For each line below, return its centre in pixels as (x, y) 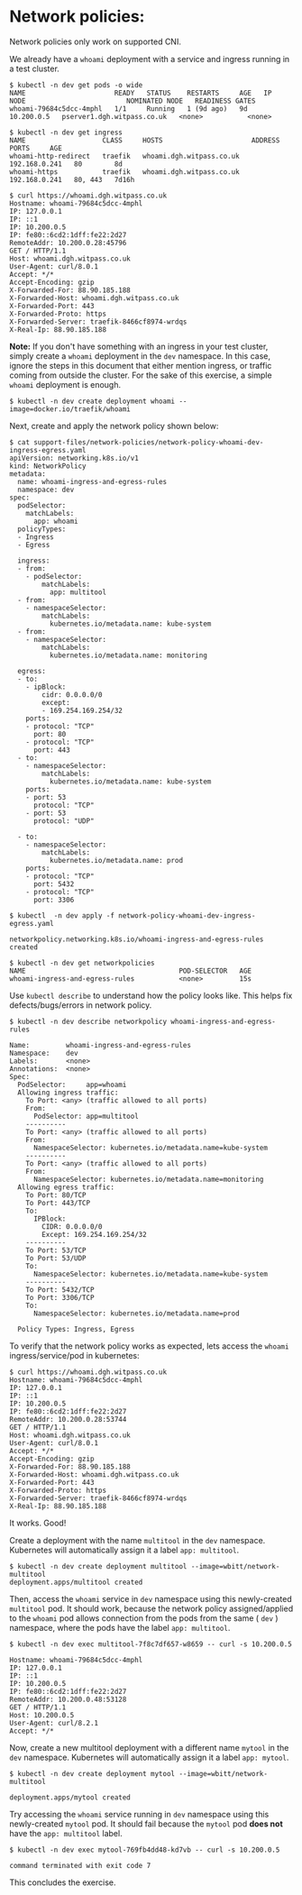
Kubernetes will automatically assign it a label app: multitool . (124, 1550)
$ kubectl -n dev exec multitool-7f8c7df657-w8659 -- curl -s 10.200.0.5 (151, 1644)
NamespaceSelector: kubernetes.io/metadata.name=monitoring (148, 1179)
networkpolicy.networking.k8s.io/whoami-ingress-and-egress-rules (137, 939)
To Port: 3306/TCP (60, 1297)
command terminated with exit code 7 (80, 1865)
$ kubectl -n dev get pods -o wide (76, 85)
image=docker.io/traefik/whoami (70, 409)
